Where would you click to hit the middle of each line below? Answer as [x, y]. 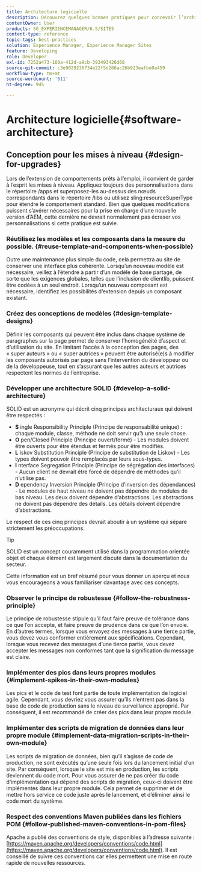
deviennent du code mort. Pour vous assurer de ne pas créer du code [93, 775]
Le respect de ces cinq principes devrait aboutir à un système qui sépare [97, 522]
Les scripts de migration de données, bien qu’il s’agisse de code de [90, 756]
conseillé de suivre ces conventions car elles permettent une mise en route [99, 856]
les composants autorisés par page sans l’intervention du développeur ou [97, 360]
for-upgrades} [34, 164]
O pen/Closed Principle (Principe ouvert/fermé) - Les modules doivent [102, 440]
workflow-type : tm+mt [33, 73]
